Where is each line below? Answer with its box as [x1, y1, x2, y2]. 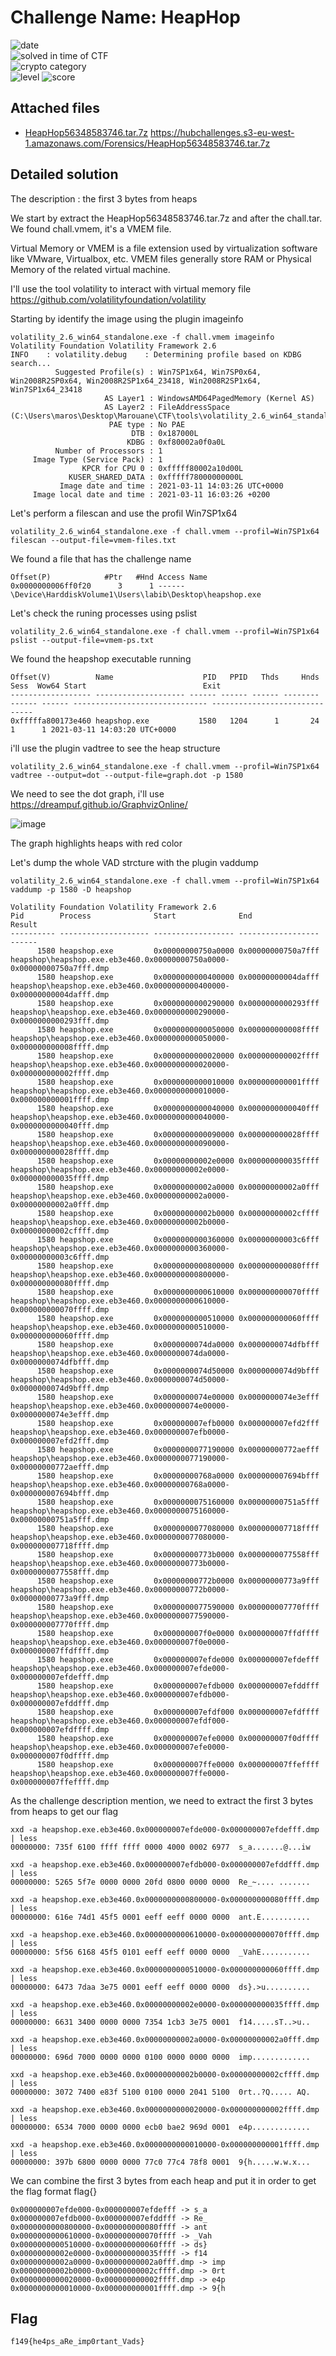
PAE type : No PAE [108, 419, 186, 430]
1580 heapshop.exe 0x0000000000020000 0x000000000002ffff [36, 1051, 320, 1061]
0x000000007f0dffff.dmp [10, 1751, 110, 1761]
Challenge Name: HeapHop [10, 6, 242, 29]
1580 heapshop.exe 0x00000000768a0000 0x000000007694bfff [36, 1471, 320, 1481]
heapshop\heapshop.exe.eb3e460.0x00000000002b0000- [10, 1217, 230, 1227]
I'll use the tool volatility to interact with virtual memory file [10, 282, 252, 295]
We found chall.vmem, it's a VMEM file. [10, 222, 172, 235]
